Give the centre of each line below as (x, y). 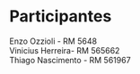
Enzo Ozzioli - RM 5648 (53, 41)
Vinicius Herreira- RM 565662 (65, 50)
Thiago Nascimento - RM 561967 (70, 60)
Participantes (61, 16)
